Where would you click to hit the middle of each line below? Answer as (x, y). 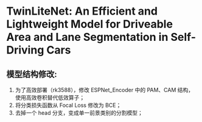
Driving (25, 50)
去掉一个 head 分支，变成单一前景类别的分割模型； (79, 113)
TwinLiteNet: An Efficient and (82, 11)
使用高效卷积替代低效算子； (50, 98)
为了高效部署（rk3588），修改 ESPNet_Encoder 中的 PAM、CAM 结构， (104, 90)
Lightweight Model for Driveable (90, 24)
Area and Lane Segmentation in (87, 37)
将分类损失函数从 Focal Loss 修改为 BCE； (68, 105)
